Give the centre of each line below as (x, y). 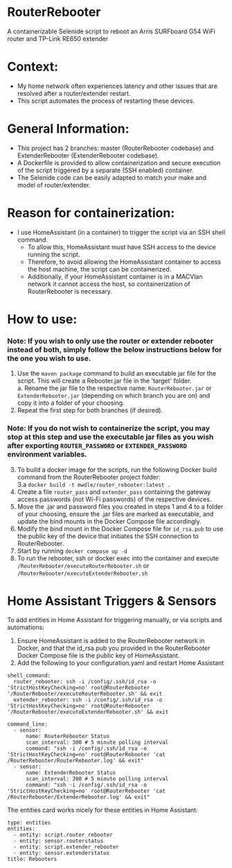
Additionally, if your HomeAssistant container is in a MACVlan (115, 276)
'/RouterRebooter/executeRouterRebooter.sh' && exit (85, 694)
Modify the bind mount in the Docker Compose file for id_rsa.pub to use (120, 528)
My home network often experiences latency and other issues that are (117, 86)
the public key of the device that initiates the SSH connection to (108, 536)
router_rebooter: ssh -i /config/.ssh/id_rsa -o (85, 682)
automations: (26, 627)
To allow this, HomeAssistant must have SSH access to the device (122, 247)
